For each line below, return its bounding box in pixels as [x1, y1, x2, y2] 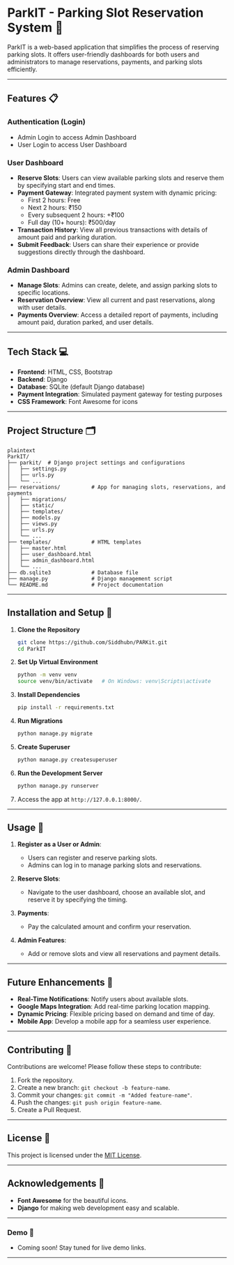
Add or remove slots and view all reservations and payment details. [27, 950, 221, 958]
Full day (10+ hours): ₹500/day [27, 218, 116, 226]
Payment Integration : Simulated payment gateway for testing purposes [17, 390, 223, 398]
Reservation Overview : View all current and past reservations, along [17, 296, 215, 304]
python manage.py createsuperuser [17, 756, 118, 763]
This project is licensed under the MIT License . [7, 1151, 142, 1159]
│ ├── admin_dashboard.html [7, 557, 95, 564]
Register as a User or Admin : [17, 840, 102, 848]
